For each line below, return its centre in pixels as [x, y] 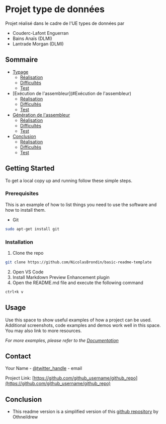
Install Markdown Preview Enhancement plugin [61, 277]
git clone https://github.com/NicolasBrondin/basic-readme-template [78, 262]
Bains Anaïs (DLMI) [32, 38]
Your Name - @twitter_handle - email [44, 368]
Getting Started [30, 169]
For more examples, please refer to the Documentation [62, 340]
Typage [20, 72]
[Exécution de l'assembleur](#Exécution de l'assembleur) [72, 93]
